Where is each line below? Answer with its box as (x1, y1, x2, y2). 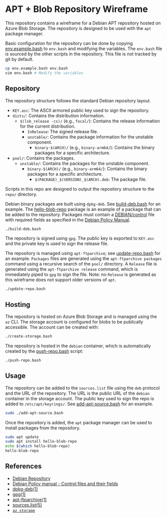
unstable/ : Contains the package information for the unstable (27, 134, 154, 140)
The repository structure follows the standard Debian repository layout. (5, 97, 151, 103)
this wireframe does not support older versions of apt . (5, 277, 116, 283)
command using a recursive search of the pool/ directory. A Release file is (5, 261, 157, 267)
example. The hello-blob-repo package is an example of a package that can (5, 206, 161, 212)
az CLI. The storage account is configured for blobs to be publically (5, 319, 144, 325)
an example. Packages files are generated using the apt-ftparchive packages (5, 256, 162, 261)
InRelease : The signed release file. (27, 128, 98, 134)
